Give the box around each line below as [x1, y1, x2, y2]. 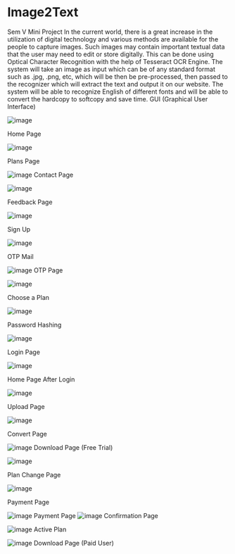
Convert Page [7, 429, 48, 438]
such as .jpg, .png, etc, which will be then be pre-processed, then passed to [7, 72, 229, 81]
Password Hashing [7, 320, 62, 329]
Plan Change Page [7, 470, 61, 479]
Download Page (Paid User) [34, 539, 115, 547]
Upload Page [7, 402, 45, 410]
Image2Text [7, 4, 79, 20]
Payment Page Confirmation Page [34, 511, 158, 520]
